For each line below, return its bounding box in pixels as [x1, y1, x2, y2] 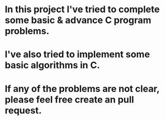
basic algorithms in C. [5, 60, 100, 71]
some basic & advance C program [5, 14, 152, 26]
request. [5, 105, 42, 116]
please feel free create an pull [5, 93, 134, 105]
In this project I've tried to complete [5, 4, 160, 15]
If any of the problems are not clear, [5, 83, 160, 94]
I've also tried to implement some [5, 49, 150, 60]
